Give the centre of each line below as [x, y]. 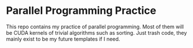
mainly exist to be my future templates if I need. [63, 39]
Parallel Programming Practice [81, 11]
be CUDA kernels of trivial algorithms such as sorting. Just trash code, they [96, 32]
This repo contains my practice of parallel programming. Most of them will [95, 27]
